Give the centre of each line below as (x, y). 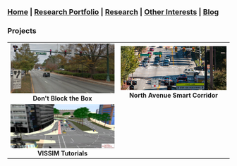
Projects (22, 30)
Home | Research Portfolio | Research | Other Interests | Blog (113, 12)
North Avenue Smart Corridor (174, 96)
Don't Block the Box (62, 98)
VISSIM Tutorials (63, 153)
